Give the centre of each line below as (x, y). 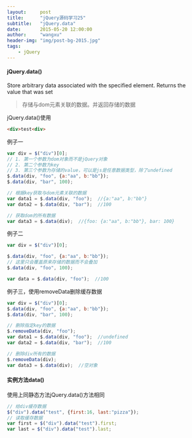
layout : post (29, 12)
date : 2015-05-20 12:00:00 (50, 29)
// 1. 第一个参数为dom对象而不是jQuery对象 (57, 159)
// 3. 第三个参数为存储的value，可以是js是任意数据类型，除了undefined (90, 170)
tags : (14, 47)
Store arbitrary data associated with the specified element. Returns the (96, 85)
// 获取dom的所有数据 (31, 216)
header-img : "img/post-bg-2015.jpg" (54, 41)
